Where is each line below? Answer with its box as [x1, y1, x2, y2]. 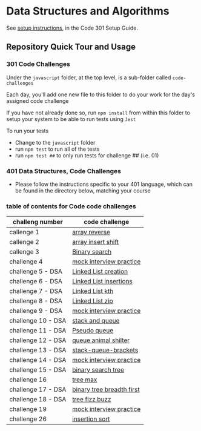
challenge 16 [9, 375, 47, 384]
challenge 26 [9, 415, 47, 423]
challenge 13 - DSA [9, 346, 67, 355]
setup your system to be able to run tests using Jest [6, 115, 136, 122]
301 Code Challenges [6, 60, 71, 68]
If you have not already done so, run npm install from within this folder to [6, 109, 191, 116]
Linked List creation [72, 268, 128, 276]
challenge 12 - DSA [9, 336, 67, 344]
